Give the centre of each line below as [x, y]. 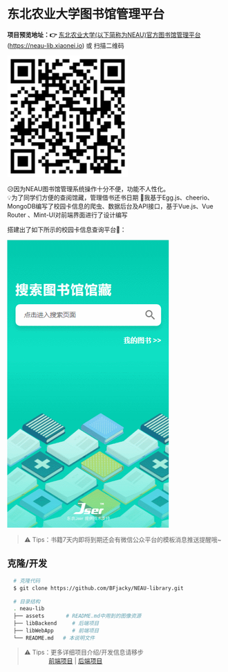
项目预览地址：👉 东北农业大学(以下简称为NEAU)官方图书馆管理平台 [104, 35]
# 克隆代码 [27, 581]
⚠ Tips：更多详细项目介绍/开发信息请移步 [84, 652]
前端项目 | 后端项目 [75, 661]
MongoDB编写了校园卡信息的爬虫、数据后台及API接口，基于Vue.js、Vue [110, 206]
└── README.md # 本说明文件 [54, 638]
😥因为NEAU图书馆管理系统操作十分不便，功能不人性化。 [88, 188]
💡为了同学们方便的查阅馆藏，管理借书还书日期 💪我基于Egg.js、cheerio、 [111, 197]
